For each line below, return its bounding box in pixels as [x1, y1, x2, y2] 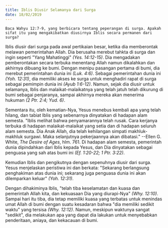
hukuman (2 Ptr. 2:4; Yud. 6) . [5, 97, 66, 103]
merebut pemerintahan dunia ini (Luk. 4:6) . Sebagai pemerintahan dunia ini [5, 70, 161, 76]
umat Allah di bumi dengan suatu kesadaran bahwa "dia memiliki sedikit [5, 201, 154, 207]
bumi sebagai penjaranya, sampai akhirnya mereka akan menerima [5, 92, 144, 98]
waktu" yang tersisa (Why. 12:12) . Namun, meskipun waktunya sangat [5, 206, 150, 212]
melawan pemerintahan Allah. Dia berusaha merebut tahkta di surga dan [5, 49, 155, 55]
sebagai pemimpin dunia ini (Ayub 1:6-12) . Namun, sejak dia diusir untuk [5, 81, 155, 87]
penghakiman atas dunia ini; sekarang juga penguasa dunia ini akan [5, 170, 146, 176]
